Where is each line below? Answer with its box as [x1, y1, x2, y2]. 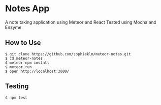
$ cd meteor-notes [5, 56, 43, 61]
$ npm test [5, 95, 28, 100]
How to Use [5, 39, 41, 47]
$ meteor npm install [5, 60, 50, 65]
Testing [5, 82, 29, 91]
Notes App [5, 3, 50, 14]
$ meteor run [5, 64, 32, 69]
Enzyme [5, 24, 22, 30]
